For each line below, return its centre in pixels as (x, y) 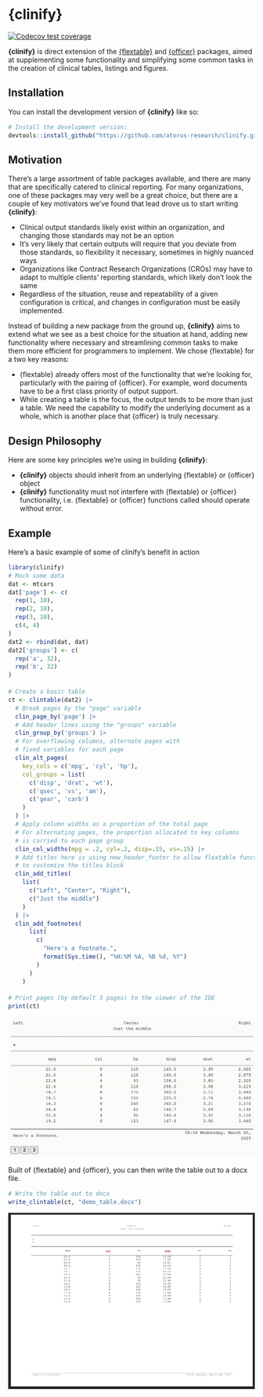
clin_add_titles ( (43, 874)
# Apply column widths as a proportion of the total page (112, 825)
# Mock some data (36, 576)
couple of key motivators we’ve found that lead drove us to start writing (123, 204)
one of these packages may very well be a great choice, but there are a (123, 196)
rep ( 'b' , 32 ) (36, 667)
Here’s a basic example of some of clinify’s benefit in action (104, 552)
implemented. (41, 311)
